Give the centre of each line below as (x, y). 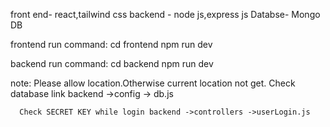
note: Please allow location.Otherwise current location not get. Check (153, 83)
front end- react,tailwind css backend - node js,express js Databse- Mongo (165, 14)
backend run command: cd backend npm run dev (112, 63)
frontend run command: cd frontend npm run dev (111, 44)
